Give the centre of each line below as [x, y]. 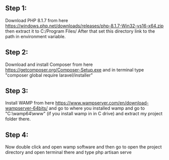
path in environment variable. [35, 36]
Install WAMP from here [30, 103]
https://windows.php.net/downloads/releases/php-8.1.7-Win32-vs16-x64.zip [84, 26]
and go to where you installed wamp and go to [97, 108]
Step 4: [17, 135]
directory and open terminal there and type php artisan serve [68, 152]
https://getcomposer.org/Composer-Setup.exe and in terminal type [75, 69]
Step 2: [17, 52]
